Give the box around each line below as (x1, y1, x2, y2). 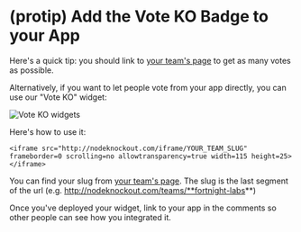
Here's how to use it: (9, 126, 87, 137)
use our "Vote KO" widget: (9, 92, 107, 103)
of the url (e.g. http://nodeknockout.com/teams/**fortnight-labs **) (9, 184, 257, 195)
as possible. (9, 65, 54, 76)
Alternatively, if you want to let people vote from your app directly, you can (9, 82, 287, 93)
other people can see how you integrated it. (9, 211, 171, 222)
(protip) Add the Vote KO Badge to (9, 6, 269, 27)
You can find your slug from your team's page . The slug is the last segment (9, 175, 288, 186)
